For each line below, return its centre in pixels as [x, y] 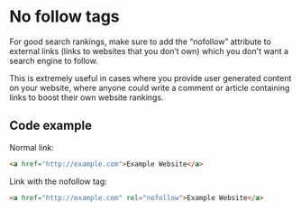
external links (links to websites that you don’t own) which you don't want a [149, 50]
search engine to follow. [54, 60]
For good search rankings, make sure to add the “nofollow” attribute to [141, 41]
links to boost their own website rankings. [87, 97]
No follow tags [64, 17]
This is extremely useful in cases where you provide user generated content [150, 78]
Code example [51, 126]
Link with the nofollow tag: [59, 181]
